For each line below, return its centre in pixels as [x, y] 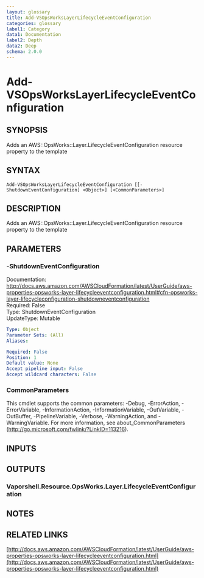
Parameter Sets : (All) [35, 335]
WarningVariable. [28, 423]
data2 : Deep [21, 46]
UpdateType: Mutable [33, 318]
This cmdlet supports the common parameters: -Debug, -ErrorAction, [93, 404]
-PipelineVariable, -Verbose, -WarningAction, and [95, 416]
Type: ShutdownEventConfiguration [51, 312]
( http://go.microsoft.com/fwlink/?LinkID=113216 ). [68, 429]
